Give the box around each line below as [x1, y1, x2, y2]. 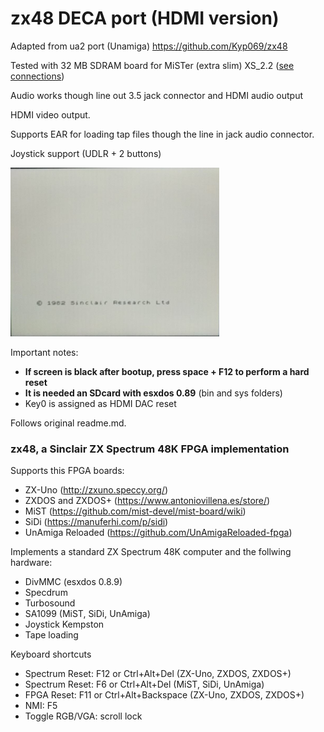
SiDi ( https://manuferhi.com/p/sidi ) [24, 516, 169, 528]
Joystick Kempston [24, 618, 105, 631]
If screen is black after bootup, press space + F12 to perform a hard [24, 365, 310, 377]
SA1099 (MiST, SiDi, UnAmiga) [24, 608, 151, 620]
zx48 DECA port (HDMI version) [10, 7, 280, 30]
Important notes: [10, 346, 79, 358]
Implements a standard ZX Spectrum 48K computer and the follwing [10, 546, 292, 558]
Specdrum [24, 587, 68, 599]
